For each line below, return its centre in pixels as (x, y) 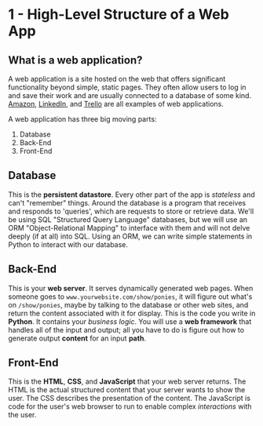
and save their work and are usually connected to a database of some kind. (130, 95)
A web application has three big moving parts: (82, 119)
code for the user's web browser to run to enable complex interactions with (130, 406)
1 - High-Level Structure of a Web (119, 15)
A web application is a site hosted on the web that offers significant (117, 79)
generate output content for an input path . (77, 338)
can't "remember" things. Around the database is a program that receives (127, 202)
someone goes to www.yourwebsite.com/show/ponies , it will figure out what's (130, 297)
